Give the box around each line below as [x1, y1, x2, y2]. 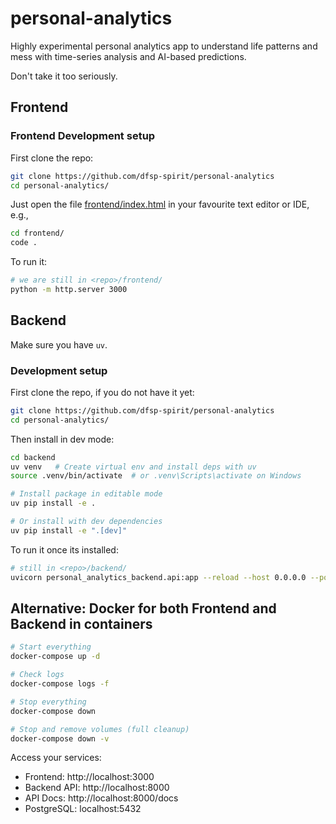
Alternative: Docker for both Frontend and [10, 600, 277, 617]
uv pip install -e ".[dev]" [10, 525, 128, 536]
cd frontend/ [10, 228, 65, 239]
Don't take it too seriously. [10, 70, 118, 82]
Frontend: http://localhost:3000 [24, 771, 155, 783]
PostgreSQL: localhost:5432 [24, 803, 142, 815]
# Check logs [10, 670, 65, 680]
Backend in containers [10, 616, 153, 632]
